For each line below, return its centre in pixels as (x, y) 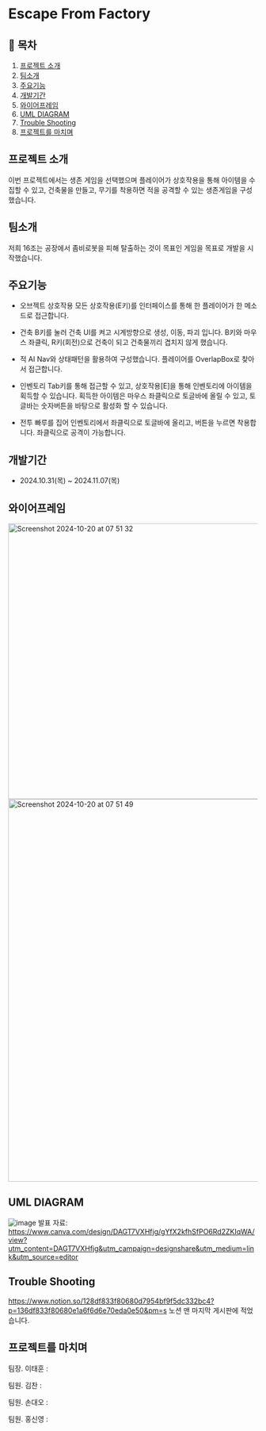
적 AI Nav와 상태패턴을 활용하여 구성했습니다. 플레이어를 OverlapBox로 (129, 359)
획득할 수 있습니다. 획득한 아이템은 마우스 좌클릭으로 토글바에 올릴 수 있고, (133, 396)
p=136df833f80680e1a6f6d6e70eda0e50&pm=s (88, 1310)
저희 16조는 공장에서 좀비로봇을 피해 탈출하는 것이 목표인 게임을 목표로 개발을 (127, 247)
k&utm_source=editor (43, 1256)
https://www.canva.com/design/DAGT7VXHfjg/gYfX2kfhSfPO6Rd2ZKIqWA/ (131, 1231)
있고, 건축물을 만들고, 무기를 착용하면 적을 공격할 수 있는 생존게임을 (135, 190)
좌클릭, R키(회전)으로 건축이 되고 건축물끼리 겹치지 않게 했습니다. (128, 343)
